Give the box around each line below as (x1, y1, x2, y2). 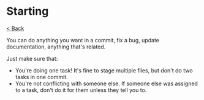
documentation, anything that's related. (6, 43, 106, 50)
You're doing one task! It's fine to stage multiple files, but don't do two (15, 66, 193, 74)
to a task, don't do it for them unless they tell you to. (15, 86, 147, 93)
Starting (6, 4, 49, 18)
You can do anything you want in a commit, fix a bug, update (6, 36, 160, 44)
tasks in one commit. (15, 73, 68, 80)
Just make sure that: (6, 55, 58, 62)
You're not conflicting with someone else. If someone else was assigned (15, 80, 198, 87)
